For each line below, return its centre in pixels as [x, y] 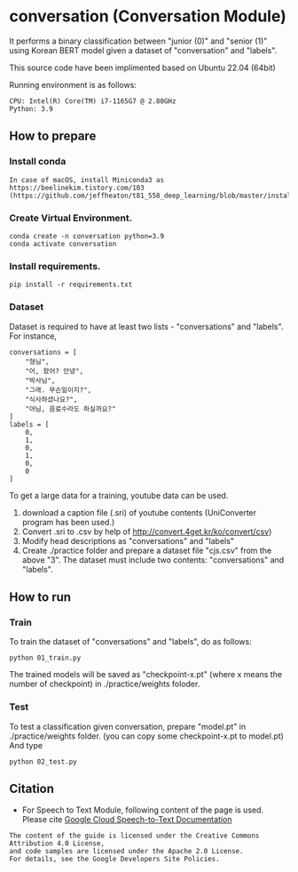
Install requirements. [55, 266]
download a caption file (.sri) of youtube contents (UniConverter [139, 512]
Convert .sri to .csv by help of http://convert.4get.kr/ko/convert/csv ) [147, 532]
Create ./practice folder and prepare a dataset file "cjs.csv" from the [147, 550]
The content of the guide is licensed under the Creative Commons [134, 836]
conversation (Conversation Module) [148, 16]
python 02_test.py [43, 762]
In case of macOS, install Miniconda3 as [87, 180]
